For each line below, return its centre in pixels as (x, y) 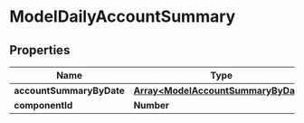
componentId (43, 105)
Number (152, 105)
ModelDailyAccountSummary (123, 17)
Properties (40, 50)
